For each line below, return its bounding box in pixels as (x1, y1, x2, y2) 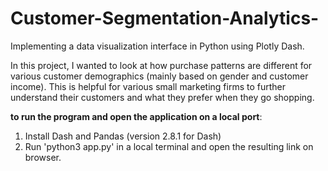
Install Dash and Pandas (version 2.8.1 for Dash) (24, 130, 222, 142)
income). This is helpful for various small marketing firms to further (10, 80, 286, 92)
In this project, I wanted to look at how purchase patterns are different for (10, 59, 313, 71)
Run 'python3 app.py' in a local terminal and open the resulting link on (24, 140, 314, 152)
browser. (24, 151, 62, 163)
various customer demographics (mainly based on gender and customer (10, 70, 309, 82)
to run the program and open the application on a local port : (10, 110, 263, 122)
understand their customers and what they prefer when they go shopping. (10, 91, 315, 103)
